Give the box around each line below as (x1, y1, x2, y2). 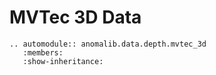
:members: (22, 47, 64, 58)
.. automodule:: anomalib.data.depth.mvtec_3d (9, 39, 207, 49)
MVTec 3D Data (9, 6, 142, 29)
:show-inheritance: (22, 56, 104, 66)
